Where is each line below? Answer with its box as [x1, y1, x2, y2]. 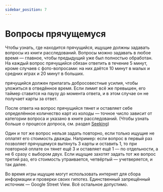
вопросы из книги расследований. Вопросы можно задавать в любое [5, 49, 151, 55]
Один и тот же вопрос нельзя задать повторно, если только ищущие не [5, 130, 155, 136]
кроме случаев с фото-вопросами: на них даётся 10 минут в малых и [5, 65, 150, 71]
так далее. [5, 161, 27, 167]
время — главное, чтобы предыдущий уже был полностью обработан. [5, 55, 153, 61]
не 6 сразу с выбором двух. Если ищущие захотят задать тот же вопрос [5, 151, 156, 157]
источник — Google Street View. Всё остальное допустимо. [5, 181, 128, 187]
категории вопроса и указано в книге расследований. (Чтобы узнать [5, 116, 149, 121]
